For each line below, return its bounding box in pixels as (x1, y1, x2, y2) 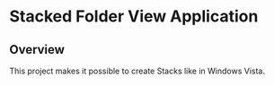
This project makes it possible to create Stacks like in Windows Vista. (9, 65, 265, 76)
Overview (9, 42, 66, 57)
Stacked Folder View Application (9, 6, 259, 27)
